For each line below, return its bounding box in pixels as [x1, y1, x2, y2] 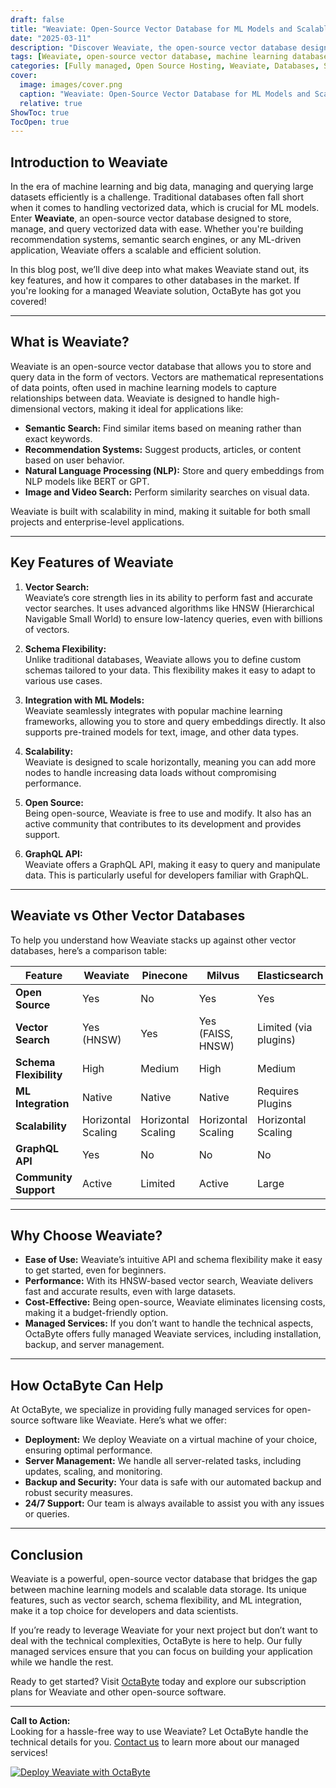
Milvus [206, 968, 240, 982]
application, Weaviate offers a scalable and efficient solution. [10, 244, 262, 256]
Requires [257, 1084, 300, 1098]
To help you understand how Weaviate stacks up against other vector [10, 934, 297, 946]
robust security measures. [24, 1487, 133, 1499]
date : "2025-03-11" [10, 33, 92, 43]
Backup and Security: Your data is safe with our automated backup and [24, 1476, 322, 1488]
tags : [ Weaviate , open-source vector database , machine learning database [10, 52, 329, 62]
